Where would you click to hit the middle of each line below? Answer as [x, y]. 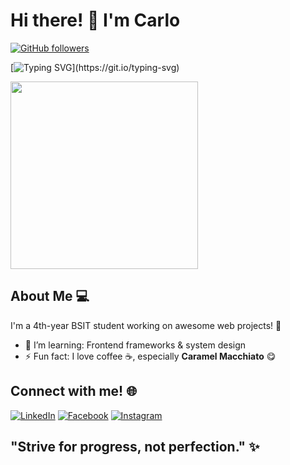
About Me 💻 [50, 296]
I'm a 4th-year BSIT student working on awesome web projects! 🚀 [146, 325]
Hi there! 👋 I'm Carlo [95, 20]
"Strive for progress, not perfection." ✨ [135, 446]
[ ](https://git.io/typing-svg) [95, 67]
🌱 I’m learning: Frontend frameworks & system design [135, 345]
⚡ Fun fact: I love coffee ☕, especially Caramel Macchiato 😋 [150, 356]
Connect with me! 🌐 [73, 391]
